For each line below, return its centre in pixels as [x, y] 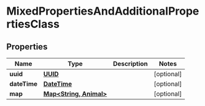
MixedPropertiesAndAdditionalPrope [103, 11]
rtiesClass [33, 24]
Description [130, 64]
